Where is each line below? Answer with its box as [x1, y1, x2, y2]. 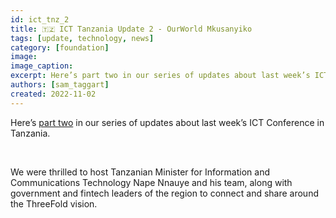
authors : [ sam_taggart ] [10, 80, 110, 90]
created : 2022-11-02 [10, 89, 97, 99]
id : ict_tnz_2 [10, 14, 70, 25]
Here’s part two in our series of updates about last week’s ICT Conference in [10, 116, 325, 128]
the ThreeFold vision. [10, 197, 98, 210]
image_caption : [10, 61, 74, 71]
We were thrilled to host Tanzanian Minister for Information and [10, 166, 270, 178]
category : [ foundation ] [10, 42, 110, 53]
